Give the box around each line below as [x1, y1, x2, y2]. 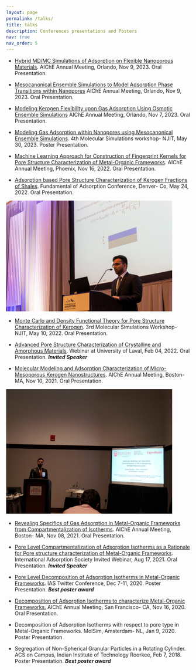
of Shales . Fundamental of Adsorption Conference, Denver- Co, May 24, [14, 182, 189, 190]
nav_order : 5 [6, 40, 38, 46]
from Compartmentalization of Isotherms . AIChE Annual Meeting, [14, 526, 171, 533]
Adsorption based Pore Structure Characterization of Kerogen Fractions [14, 177, 188, 183]
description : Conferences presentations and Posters [6, 28, 137, 34]
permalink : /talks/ [6, 15, 54, 22]
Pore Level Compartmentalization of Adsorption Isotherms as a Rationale [14, 543, 190, 551]
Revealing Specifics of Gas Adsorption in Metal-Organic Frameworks [14, 520, 181, 527]
